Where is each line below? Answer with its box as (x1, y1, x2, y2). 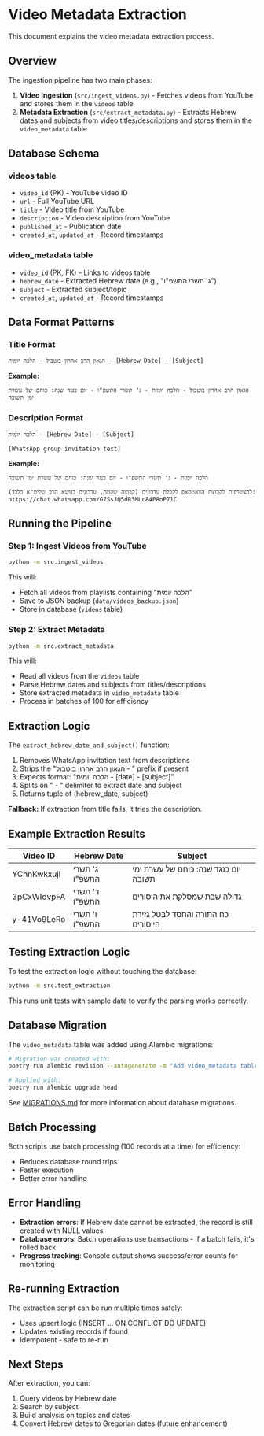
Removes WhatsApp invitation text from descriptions (19, 756, 190, 765)
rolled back (19, 1242, 57, 1252)
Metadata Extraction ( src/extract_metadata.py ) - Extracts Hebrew (19, 107, 237, 117)
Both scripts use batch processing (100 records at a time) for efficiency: (8, 1142, 241, 1151)
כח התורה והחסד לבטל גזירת (132, 909, 229, 920)
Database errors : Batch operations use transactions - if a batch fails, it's (19, 1234, 255, 1243)
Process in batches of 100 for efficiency (19, 697, 149, 706)
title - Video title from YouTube (19, 205, 125, 214)
